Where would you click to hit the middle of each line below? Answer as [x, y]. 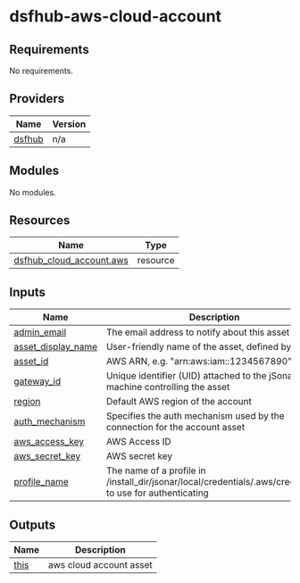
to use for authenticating [158, 493]
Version [69, 124]
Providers [37, 99]
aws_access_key [49, 442]
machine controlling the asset [168, 387]
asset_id [31, 362]
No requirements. [42, 71]
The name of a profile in [156, 471]
